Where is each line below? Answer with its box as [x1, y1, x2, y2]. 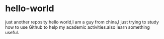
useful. [5, 29, 19, 35]
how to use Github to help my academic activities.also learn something [5, 24, 150, 30]
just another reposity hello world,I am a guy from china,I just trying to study [5, 19, 159, 25]
